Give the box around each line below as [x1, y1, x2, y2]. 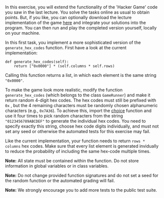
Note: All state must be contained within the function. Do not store [5, 158, 139, 163]
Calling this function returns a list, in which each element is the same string [5, 72, 157, 78]
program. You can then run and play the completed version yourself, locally [5, 25, 157, 31]
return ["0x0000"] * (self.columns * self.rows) [14, 64, 115, 68]
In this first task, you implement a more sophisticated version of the [5, 40, 141, 45]
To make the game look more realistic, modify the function [5, 87, 123, 92]
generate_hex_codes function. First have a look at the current [5, 45, 127, 50]
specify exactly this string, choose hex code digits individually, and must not [5, 123, 159, 129]
